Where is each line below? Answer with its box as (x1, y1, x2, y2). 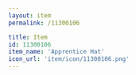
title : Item (8, 33, 48, 41)
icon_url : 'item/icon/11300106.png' (8, 55, 130, 63)
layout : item (8, 11, 52, 20)
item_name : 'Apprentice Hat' (8, 48, 105, 56)
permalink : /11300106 (8, 19, 80, 27)
